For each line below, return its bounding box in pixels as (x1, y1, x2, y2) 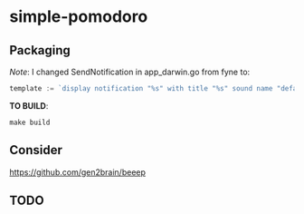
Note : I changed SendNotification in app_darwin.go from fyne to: (9, 66, 251, 77)
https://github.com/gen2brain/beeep (9, 166, 147, 178)
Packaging (9, 43, 71, 58)
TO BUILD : (9, 100, 49, 111)
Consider (9, 142, 63, 158)
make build (9, 118, 51, 127)
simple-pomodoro (9, 6, 148, 27)
